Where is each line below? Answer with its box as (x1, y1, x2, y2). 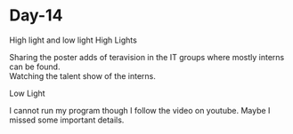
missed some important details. (9, 114, 125, 125)
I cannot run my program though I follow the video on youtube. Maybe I (9, 105, 271, 115)
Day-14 (9, 5, 63, 26)
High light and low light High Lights (9, 35, 138, 45)
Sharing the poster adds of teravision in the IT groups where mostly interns (9, 51, 285, 62)
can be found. (9, 61, 61, 72)
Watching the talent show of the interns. (9, 70, 156, 81)
